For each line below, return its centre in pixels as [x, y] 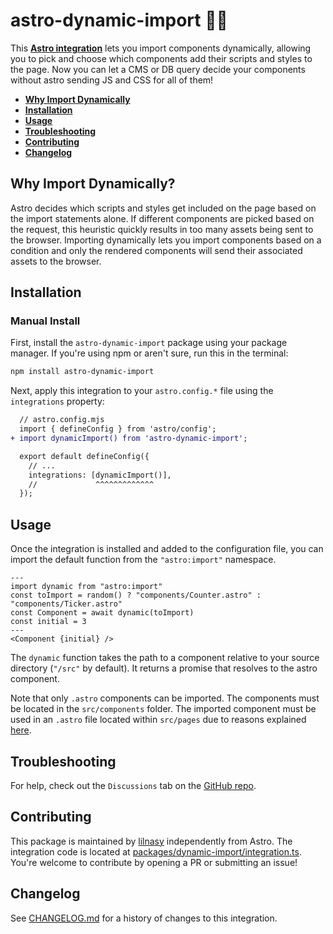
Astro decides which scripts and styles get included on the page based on [163, 208]
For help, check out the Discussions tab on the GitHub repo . [133, 785]
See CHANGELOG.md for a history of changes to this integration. [144, 918]
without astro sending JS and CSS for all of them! [112, 80]
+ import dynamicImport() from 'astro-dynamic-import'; [129, 439]
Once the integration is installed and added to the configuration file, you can [167, 549]
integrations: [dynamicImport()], [100, 475]
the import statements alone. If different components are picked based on [162, 218]
